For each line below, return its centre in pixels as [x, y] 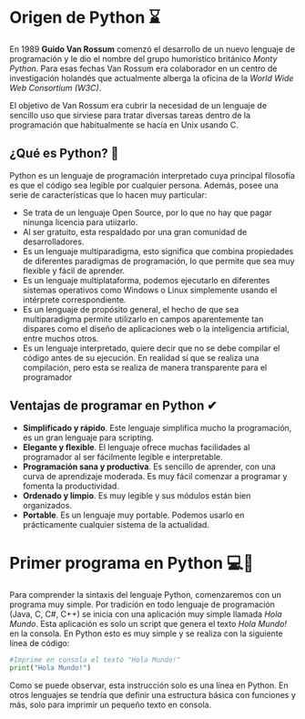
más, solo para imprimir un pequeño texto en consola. [111, 705]
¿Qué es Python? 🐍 [64, 154]
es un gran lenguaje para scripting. [88, 437]
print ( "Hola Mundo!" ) [51, 668]
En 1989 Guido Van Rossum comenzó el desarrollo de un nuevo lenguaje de [152, 49]
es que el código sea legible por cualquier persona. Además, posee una [144, 185]
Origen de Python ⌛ [85, 18]
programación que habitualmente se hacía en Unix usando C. [124, 125]
